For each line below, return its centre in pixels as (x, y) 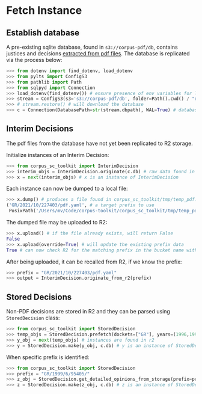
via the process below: (34, 60)
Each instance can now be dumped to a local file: (67, 189)
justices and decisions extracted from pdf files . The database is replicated (98, 54)
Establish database (43, 33)
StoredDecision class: (33, 318)
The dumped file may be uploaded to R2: (57, 223)
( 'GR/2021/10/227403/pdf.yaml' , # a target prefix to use (80, 205)
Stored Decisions (39, 297)
